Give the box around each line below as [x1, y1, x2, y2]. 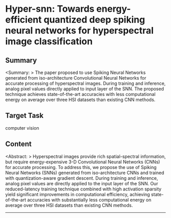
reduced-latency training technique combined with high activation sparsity [5, 186, 162, 192]
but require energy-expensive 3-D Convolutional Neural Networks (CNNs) [5, 159, 160, 165]
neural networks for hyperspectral [5, 25, 154, 36]
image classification [5, 36, 93, 47]
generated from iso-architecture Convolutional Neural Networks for [5, 75, 147, 81]
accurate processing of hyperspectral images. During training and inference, [5, 80, 166, 86]
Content [5, 140, 32, 149]
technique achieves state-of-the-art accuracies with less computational [5, 91, 156, 97]
